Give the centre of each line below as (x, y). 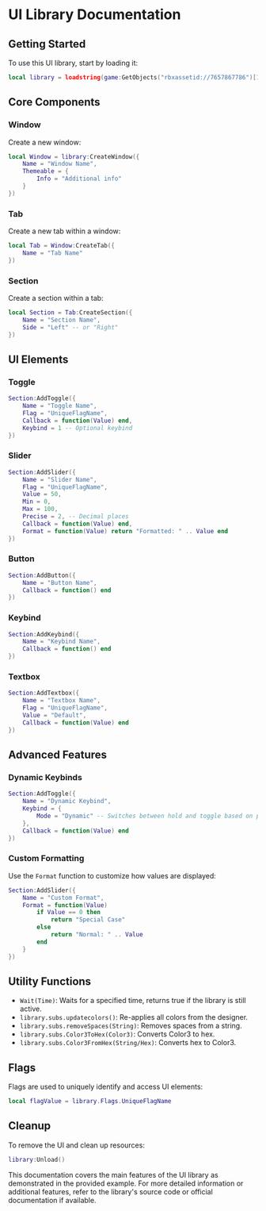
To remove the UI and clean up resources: (76, 1145)
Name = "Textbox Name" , (62, 701)
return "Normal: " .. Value (97, 935)
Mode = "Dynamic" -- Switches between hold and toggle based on (145, 816)
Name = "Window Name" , (60, 164)
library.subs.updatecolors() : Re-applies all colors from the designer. (133, 1017)
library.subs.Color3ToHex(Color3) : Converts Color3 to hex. (117, 1034)
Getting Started (47, 44)
